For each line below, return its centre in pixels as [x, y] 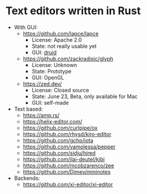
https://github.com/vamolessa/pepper [69, 147]
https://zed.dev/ [42, 83]
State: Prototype [52, 71]
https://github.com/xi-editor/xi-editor [68, 184]
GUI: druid [44, 52]
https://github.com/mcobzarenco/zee [68, 165]
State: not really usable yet [64, 46]
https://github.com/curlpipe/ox [60, 128]
